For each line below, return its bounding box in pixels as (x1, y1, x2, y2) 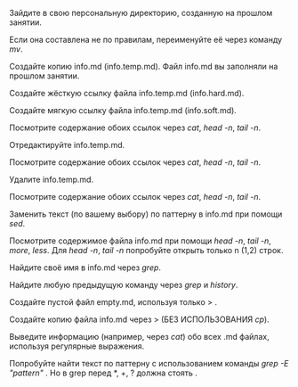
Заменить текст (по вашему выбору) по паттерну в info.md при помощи (9, 209, 283, 219)
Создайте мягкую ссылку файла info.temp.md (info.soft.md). (9, 105, 238, 115)
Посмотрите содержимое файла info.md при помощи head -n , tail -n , (9, 235, 271, 246)
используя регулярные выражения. (9, 341, 145, 351)
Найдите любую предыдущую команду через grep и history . (9, 280, 238, 290)
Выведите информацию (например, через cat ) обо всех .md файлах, (9, 332, 270, 342)
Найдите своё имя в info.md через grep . (9, 262, 162, 273)
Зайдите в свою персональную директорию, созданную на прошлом (9, 8, 273, 18)
